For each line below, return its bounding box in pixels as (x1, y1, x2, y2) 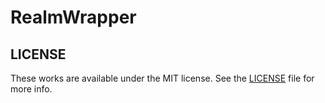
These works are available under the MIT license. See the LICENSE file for (10, 72, 315, 84)
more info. (10, 83, 53, 95)
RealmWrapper (10, 6, 137, 29)
